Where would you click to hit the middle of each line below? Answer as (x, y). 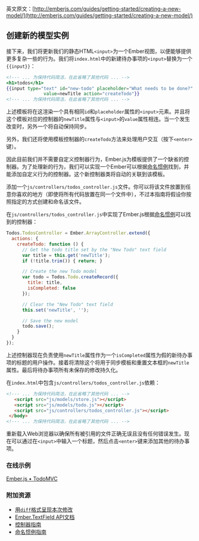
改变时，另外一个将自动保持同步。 (48, 126)
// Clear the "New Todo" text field (67, 304)
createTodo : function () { (50, 244)
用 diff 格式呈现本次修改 (44, 509)
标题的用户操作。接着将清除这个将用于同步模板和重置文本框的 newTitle (103, 362)
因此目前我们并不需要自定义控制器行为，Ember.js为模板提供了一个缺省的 (95, 159)
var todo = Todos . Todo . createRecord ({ (70, 277)
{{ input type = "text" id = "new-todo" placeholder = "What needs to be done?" (100, 88)
